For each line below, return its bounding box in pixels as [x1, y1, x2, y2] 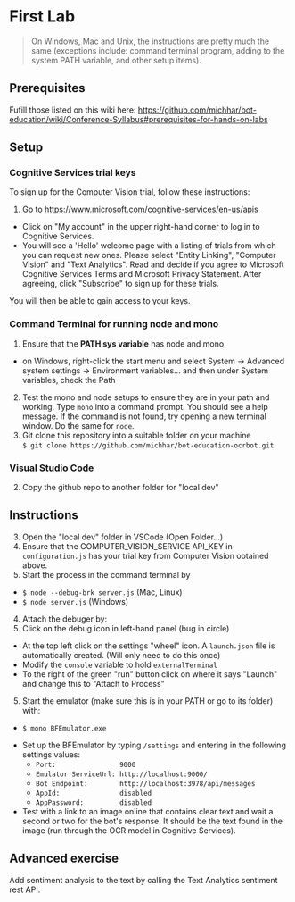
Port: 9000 [35, 760, 136, 769]
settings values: [21, 748, 80, 760]
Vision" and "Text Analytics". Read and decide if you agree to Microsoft [21, 259, 284, 270]
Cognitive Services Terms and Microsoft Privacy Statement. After [21, 269, 262, 280]
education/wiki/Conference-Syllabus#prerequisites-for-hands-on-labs [9, 113, 269, 124]
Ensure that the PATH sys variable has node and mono [21, 338, 225, 349]
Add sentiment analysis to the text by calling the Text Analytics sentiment [9, 874, 278, 885]
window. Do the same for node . [21, 420, 135, 430]
